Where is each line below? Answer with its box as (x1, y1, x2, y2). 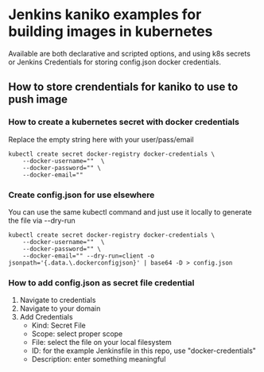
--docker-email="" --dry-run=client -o (22, 252, 155, 260)
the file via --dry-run (8, 215, 76, 225)
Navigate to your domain (19, 304, 101, 313)
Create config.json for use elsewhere (8, 189, 155, 200)
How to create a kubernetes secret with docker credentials (8, 117, 240, 128)
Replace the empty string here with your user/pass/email (8, 134, 194, 144)
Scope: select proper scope (31, 329, 123, 339)
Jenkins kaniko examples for (8, 6, 202, 24)
